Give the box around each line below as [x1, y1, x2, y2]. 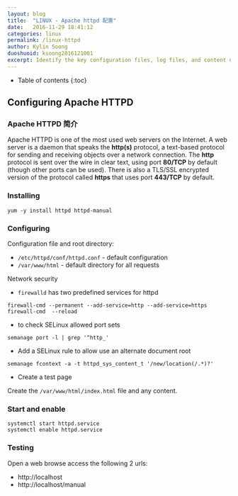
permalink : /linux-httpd [7, 37, 81, 44]
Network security [7, 274, 58, 283]
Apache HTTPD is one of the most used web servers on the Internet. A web [7, 135, 228, 144]
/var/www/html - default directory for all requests [17, 261, 159, 269]
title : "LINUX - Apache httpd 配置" [7, 17, 117, 24]
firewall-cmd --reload [7, 308, 78, 315]
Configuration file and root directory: [7, 239, 115, 248]
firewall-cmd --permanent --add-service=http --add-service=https [7, 302, 208, 309]
